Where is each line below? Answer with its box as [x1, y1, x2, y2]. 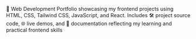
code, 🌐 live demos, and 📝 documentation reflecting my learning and [6, 20, 173, 27]
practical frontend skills [6, 26, 63, 33]
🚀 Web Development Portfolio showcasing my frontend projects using [6, 6, 174, 12]
